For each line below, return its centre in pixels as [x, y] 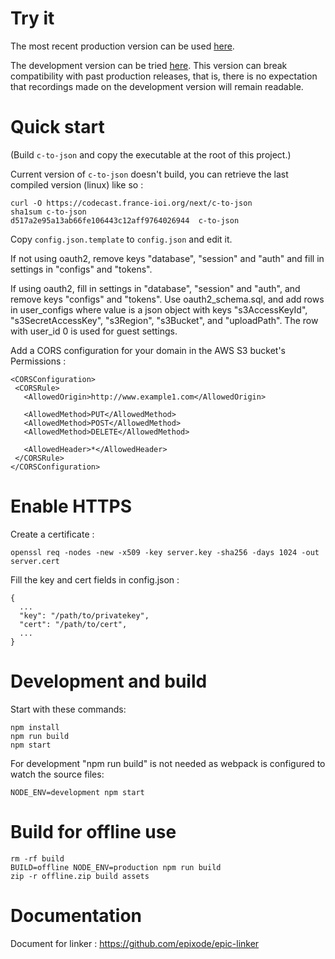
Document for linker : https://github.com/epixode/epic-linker [135, 943]
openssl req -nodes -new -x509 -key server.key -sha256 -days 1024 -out [165, 552]
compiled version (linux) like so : [77, 184]
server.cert [35, 561]
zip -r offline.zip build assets [80, 876]
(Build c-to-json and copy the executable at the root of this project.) [151, 154]
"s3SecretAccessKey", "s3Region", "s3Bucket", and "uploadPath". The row [164, 320]
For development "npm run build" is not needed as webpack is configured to [168, 763]
